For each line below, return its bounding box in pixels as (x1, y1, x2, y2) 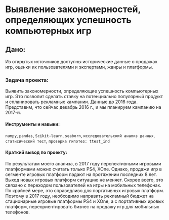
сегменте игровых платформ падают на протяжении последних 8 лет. (5, 171, 157, 178)
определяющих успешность (5, 14, 132, 26)
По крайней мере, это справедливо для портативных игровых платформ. (5, 187, 164, 193)
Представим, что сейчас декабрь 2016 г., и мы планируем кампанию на (5, 104, 161, 110)
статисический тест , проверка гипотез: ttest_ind (5, 138, 110, 144)
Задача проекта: (5, 76, 49, 83)
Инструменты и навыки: (5, 121, 60, 127)
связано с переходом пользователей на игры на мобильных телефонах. (5, 182, 162, 188)
